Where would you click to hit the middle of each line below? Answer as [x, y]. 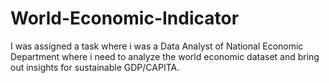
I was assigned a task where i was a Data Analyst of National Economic [157, 46]
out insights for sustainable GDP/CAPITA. [95, 67]
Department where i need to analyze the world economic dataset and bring [165, 56]
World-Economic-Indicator [125, 18]
